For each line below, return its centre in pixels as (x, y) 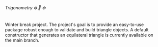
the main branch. (22, 40)
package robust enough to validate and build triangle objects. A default (77, 30)
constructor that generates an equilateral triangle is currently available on (79, 35)
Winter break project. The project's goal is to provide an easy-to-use (74, 24)
